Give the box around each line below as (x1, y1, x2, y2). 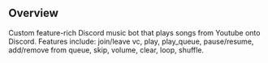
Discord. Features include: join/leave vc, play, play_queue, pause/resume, (8, 36, 254, 46)
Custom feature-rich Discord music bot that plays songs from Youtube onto (8, 27, 261, 37)
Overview (8, 6, 59, 20)
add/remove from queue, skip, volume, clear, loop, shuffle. (8, 44, 205, 55)
